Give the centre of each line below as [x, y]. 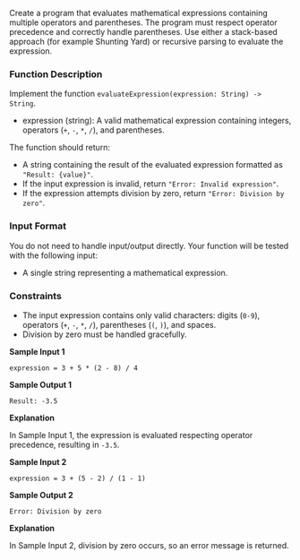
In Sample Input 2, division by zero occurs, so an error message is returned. [149, 545]
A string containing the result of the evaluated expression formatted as [153, 165]
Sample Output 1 [40, 384]
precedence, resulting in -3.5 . [64, 444]
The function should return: [60, 148]
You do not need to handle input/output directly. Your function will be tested [149, 246]
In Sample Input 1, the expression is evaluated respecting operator [131, 435]
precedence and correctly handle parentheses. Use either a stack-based [143, 32]
